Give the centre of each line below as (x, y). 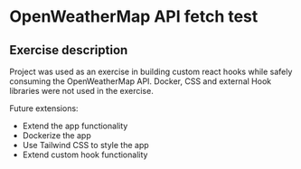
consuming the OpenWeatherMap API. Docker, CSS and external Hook (141, 81)
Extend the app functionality (75, 126)
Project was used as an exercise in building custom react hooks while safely (151, 71)
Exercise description (69, 50)
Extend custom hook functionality (85, 155)
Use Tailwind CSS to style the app (85, 145)
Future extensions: (44, 108)
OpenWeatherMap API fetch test (134, 17)
